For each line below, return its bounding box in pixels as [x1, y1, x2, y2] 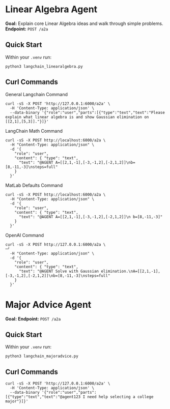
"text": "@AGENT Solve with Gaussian [18, 269, 99, 274]
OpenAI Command [5, 232, 44, 238]
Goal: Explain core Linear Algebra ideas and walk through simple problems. [5, 20, 163, 26]
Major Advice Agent [5, 299, 92, 310]
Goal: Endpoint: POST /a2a [5, 315, 61, 322]
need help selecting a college [87, 394, 154, 400]
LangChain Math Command [5, 128, 63, 134]
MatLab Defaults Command [5, 182, 63, 188]
